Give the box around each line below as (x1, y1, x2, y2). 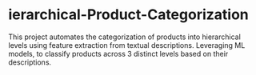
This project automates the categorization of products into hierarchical (8, 32, 242, 41)
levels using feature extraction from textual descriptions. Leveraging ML (8, 40, 246, 49)
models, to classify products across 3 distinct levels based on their (8, 49, 229, 58)
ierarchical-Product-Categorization (8, 6, 250, 24)
